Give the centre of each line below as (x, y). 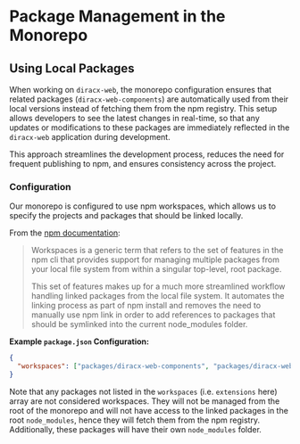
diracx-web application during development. (90, 137)
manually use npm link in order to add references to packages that (153, 315)
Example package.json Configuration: (79, 341)
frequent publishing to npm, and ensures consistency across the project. (143, 164)
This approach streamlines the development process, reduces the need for (147, 154)
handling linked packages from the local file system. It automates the (158, 296)
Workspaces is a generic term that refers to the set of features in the (157, 251)
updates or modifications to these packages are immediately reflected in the (150, 127)
